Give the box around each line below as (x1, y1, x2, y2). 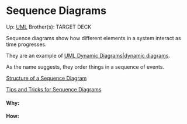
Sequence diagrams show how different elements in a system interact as (6, 34, 181, 41)
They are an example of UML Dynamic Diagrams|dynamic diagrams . (6, 52, 171, 59)
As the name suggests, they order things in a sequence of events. (6, 63, 165, 70)
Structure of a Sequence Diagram (6, 75, 87, 82)
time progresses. (6, 41, 47, 48)
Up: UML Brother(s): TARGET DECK (6, 23, 92, 30)
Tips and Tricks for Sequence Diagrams (6, 86, 102, 93)
